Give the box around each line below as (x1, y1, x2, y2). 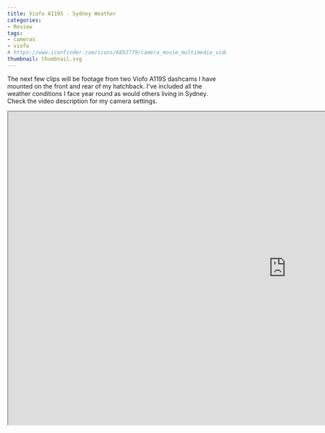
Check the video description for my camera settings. (7, 97, 158, 105)
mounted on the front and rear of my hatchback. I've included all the (7, 81, 203, 90)
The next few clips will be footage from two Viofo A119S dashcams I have (7, 74, 217, 83)
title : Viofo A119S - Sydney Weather (7, 10, 117, 17)
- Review (7, 23, 33, 30)
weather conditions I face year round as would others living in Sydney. (7, 89, 208, 97)
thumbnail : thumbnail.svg (7, 56, 82, 63)
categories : (7, 17, 42, 24)
